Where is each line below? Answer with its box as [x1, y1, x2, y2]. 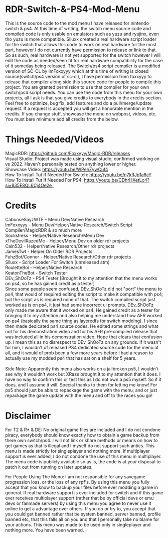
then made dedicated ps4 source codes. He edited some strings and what [5, 323, 159, 329]
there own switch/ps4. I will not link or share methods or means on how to [5, 437, 158, 443]
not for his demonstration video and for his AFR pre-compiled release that [5, 328, 158, 334]
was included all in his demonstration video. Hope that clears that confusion [5, 334, 162, 340]
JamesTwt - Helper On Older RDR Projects [5, 248, 93, 254]
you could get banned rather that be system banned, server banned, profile [5, 511, 161, 517]
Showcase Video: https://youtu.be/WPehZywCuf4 [5, 166, 108, 172]
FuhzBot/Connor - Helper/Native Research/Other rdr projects [5, 253, 131, 259]
